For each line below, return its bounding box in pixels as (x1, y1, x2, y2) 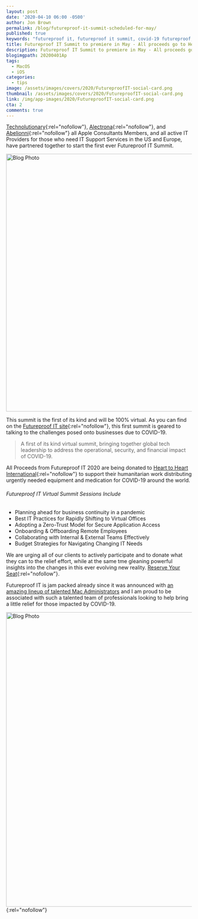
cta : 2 (6, 101, 22, 108)
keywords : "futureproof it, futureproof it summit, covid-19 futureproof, (6, 36, 194, 42)
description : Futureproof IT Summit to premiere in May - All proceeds (6, 47, 186, 53)
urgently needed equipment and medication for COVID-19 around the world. (6, 477, 190, 484)
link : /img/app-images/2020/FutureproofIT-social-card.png (6, 96, 154, 102)
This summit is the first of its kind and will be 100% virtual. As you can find (6, 416, 187, 424)
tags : (6, 58, 19, 64)
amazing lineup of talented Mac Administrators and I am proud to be (6, 587, 172, 595)
